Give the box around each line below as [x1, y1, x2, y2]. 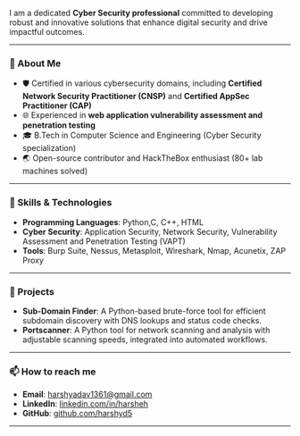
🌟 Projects [9, 285, 55, 298]
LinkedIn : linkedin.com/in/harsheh [21, 398, 149, 409]
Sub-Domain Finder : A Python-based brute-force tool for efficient [21, 306, 266, 316]
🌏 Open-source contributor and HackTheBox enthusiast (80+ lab [21, 153, 263, 163]
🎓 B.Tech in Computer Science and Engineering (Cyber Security [21, 130, 262, 141]
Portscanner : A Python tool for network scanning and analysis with [21, 324, 271, 335]
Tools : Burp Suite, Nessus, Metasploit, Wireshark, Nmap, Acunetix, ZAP [21, 245, 287, 256]
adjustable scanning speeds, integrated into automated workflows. [21, 334, 268, 345]
